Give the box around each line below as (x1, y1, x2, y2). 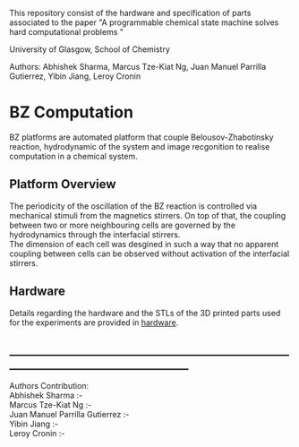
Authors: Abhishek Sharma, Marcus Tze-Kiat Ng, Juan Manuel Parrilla (9, 62, 267, 72)
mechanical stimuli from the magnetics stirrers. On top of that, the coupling (9, 210, 286, 220)
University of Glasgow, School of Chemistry (9, 44, 170, 55)
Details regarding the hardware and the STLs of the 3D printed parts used (9, 307, 281, 318)
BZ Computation (9, 102, 134, 123)
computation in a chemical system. (9, 150, 138, 161)
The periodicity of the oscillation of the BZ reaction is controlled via (9, 201, 258, 211)
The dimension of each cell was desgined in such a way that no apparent (9, 238, 279, 249)
